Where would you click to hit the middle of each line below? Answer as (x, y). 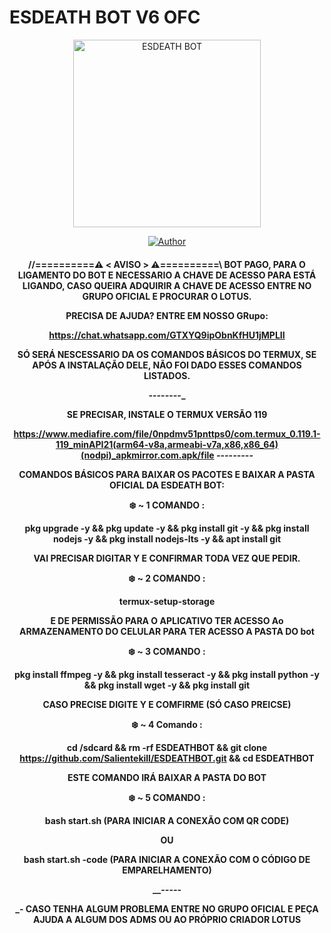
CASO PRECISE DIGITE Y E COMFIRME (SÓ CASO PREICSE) (167, 704)
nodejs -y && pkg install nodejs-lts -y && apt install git (167, 538)
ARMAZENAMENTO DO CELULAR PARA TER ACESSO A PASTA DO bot (167, 631)
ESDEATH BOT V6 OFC (105, 17)
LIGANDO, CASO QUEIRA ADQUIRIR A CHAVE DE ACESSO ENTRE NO (167, 285)
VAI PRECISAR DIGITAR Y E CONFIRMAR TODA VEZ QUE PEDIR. (167, 558)
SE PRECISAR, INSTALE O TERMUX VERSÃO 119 (167, 414)
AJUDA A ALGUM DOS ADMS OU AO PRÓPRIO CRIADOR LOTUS (167, 919)
